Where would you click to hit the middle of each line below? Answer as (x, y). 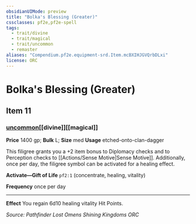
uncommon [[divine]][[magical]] (52, 127)
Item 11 (19, 111)
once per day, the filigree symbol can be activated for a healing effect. (90, 164)
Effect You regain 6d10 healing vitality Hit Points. (65, 204)
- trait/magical (31, 39)
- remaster (24, 50)
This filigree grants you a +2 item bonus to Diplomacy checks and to (88, 151)
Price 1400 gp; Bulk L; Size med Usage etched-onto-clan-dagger (85, 140)
